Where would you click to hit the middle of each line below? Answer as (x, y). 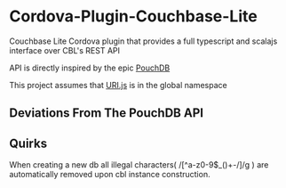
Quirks (28, 143)
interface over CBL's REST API (64, 50)
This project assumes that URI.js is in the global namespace (119, 85)
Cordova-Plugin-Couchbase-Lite (133, 16)
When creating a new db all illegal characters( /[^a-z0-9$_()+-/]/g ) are (139, 165)
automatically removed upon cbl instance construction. (110, 175)
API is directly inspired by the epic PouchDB (90, 68)
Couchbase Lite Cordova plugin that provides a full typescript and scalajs (143, 41)
